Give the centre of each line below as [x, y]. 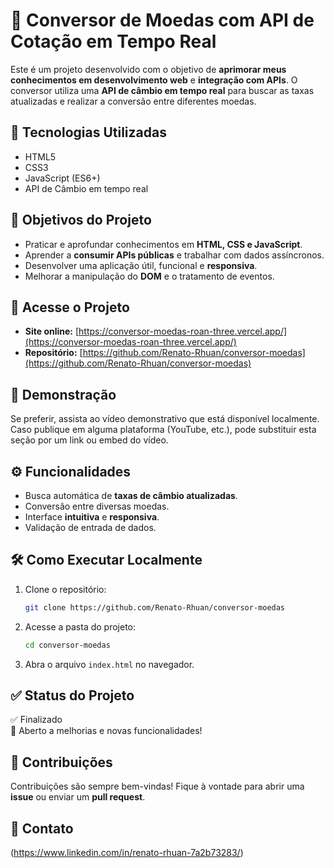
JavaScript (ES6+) [62, 178]
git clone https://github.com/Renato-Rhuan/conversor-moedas [155, 607]
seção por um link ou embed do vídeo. [89, 440]
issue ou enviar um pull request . [78, 797]
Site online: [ [52, 331]
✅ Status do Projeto [72, 695]
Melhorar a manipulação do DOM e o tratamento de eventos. [149, 276]
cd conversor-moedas [67, 645]
